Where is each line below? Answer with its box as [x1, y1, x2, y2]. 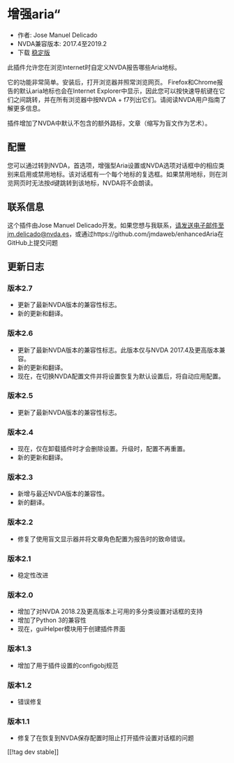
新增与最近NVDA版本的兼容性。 [17, 489, 109, 498]
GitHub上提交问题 [7, 238, 58, 246]
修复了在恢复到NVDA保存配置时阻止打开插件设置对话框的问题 [17, 734, 194, 742]
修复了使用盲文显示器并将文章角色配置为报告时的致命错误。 [17, 535, 189, 543]
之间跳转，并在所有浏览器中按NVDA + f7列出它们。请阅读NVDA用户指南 [13, 95, 221, 103]
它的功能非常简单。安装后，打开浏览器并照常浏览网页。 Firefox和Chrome [7, 77, 217, 86]
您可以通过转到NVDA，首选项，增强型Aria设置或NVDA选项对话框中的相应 [7, 161, 219, 170]
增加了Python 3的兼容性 [17, 616, 87, 625]
